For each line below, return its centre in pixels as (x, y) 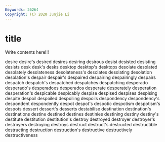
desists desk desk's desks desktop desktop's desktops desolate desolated (81, 67)
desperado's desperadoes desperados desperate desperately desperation (81, 88)
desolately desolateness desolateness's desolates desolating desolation (79, 72)
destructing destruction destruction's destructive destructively (69, 130)
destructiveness (21, 135)
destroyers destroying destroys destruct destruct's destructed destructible (81, 125)
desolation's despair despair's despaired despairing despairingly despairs (81, 77)
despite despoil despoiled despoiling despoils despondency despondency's (82, 99)
